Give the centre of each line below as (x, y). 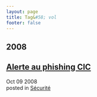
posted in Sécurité (28, 87)
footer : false (24, 23)
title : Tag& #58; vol (32, 17)
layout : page (22, 12)
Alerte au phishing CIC (48, 67)
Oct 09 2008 (22, 82)
